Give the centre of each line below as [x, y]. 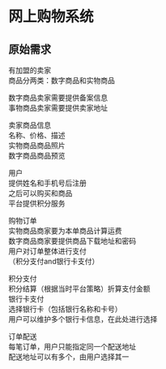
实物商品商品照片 [37, 145]
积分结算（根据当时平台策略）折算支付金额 [79, 289]
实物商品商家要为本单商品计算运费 [65, 231]
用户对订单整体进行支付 [47, 251]
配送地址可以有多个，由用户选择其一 [69, 357]
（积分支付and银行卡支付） [54, 261]
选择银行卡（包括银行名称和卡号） [65, 309]
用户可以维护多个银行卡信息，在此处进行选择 [83, 319]
